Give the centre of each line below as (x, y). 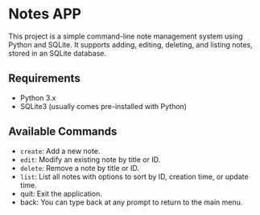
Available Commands (63, 132)
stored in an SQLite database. (58, 53)
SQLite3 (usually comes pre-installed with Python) (103, 106)
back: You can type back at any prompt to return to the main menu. (131, 202)
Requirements (44, 78)
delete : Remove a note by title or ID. (79, 168)
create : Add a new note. (60, 151)
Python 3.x (38, 98)
